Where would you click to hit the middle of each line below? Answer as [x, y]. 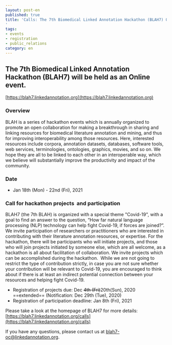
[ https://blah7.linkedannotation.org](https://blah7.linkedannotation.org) [79, 98]
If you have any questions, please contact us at [55, 332]
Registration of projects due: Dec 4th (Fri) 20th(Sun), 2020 [74, 290]
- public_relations [26, 44]
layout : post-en [23, 10]
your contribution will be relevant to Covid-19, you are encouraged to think [84, 269]
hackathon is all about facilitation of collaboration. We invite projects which [84, 253]
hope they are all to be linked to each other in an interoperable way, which [83, 155]
